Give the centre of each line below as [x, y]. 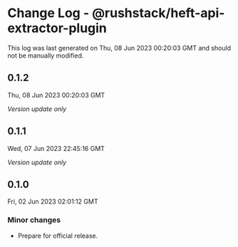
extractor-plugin [57, 28]
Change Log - [48, 13]
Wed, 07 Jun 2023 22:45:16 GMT [56, 148]
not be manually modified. [46, 56]
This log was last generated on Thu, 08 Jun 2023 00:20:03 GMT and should [119, 48]
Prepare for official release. [58, 236]
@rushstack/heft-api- [158, 13]
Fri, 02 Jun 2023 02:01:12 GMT [53, 201]
